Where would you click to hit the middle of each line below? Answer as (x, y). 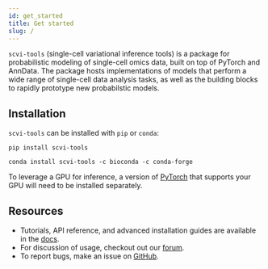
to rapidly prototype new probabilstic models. (84, 88)
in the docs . (40, 239)
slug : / (21, 31)
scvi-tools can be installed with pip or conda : (84, 133)
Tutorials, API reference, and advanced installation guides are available (138, 230)
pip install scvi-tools (48, 148)
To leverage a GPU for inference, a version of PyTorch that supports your (130, 177)
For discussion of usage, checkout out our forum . (102, 248)
